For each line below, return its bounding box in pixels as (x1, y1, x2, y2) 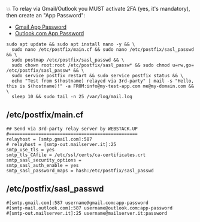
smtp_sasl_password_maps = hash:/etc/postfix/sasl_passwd (6, 168, 154, 174)
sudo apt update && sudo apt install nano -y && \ (6, 41, 135, 47)
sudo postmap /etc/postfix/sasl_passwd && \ (11, 57, 125, 63)
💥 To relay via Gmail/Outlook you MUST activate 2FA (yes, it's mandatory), (6, 5, 190, 12)
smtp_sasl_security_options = (6, 157, 82, 163)
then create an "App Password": (6, 12, 86, 19)
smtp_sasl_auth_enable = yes (6, 162, 79, 168)
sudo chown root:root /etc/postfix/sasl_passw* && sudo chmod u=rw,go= (11, 62, 195, 68)
